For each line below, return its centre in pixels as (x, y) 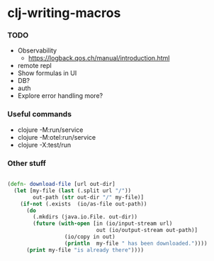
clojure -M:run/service (50, 130)
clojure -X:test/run (44, 145)
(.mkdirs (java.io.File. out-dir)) (85, 217)
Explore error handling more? (60, 96)
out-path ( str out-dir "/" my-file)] (88, 197)
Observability (37, 50)
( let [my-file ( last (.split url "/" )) (73, 190)
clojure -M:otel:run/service (57, 137)
